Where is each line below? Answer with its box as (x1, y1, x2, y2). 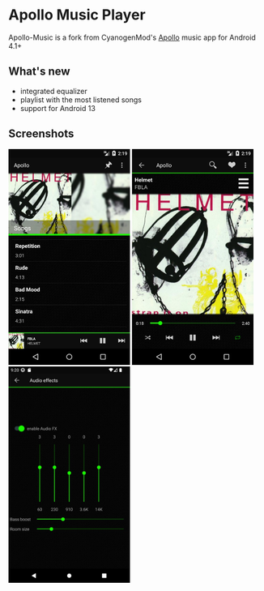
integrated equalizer (19, 86, 87, 96)
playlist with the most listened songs (19, 95, 142, 105)
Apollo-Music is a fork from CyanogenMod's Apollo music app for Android (8, 32, 257, 42)
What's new (8, 65, 70, 79)
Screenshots (8, 127, 75, 141)
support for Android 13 (19, 103, 96, 113)
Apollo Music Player (8, 6, 146, 24)
